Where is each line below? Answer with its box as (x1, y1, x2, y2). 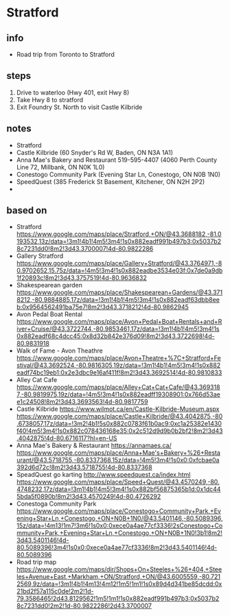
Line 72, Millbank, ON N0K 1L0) (16, 163, 105, 171)
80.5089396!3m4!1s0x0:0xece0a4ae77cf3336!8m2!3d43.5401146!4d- (16, 543, 218, 552)
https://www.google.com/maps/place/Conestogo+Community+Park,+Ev (16, 507, 221, 515)
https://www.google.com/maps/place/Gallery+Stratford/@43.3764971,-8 (16, 259, 222, 268)
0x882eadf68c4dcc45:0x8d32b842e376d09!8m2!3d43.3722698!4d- (16, 332, 215, 340)
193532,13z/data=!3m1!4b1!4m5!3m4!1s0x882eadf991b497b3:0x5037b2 (16, 237, 221, 246)
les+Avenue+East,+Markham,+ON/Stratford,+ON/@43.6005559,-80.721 (16, 573, 221, 581)
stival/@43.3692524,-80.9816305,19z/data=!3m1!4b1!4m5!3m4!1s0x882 (16, 362, 221, 370)
